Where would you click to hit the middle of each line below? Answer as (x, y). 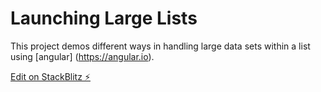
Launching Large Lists (104, 18)
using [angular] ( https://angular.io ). (82, 56)
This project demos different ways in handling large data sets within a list (160, 46)
